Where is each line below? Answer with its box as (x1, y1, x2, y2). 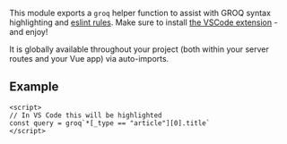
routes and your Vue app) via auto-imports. (9, 54, 170, 64)
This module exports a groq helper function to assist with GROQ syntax (9, 8, 272, 18)
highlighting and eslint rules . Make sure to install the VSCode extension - (9, 17, 278, 28)
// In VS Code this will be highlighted (9, 111, 163, 120)
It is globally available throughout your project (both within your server (9, 44, 269, 55)
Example (9, 80, 59, 95)
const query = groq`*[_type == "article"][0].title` (9, 118, 211, 128)
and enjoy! (9, 27, 48, 37)
